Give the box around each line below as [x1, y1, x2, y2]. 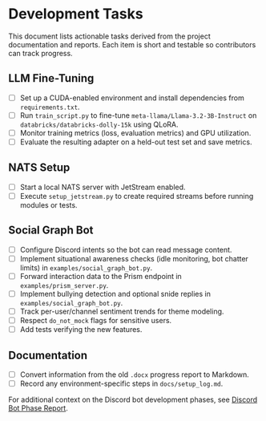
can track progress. [8, 48, 74, 58]
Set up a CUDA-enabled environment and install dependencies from [19, 93, 244, 103]
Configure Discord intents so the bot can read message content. [19, 245, 232, 254]
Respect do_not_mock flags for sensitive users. [19, 316, 172, 326]
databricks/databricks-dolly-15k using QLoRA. [19, 119, 179, 129]
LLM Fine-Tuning [8, 71, 95, 85]
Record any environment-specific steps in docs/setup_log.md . [19, 378, 224, 389]
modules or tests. [19, 200, 78, 209]
